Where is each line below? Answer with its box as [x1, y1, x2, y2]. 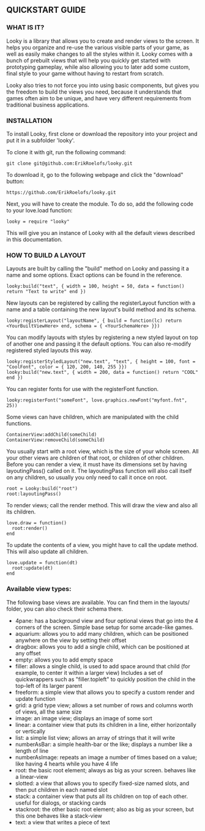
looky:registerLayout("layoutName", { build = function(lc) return [6, 318, 182, 324]
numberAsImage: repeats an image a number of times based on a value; [15, 753, 198, 761]
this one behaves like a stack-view [15, 812, 102, 819]
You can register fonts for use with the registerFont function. [6, 386, 159, 393]
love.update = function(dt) [6, 560, 78, 566]
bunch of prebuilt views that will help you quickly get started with [6, 56, 171, 64]
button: [6, 177, 24, 185]
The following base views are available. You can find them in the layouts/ [6, 598, 190, 606]
